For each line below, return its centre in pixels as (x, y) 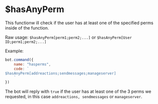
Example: (14, 51)
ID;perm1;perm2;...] (26, 42)
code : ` (21, 69)
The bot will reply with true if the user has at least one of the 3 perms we (78, 91)
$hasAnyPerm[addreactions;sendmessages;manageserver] (61, 73)
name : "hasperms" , (32, 64)
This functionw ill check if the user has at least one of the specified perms (79, 23)
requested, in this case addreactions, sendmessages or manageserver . (74, 97)
